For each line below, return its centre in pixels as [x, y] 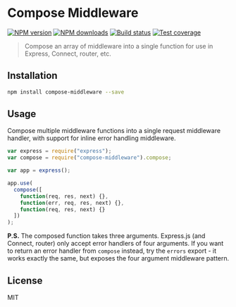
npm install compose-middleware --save [66, 92]
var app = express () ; [39, 170]
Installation [32, 76]
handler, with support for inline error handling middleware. [92, 138]
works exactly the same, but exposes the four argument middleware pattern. [118, 258]
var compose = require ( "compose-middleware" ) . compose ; [89, 158]
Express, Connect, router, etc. [68, 54]
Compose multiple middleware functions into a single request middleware [114, 131]
